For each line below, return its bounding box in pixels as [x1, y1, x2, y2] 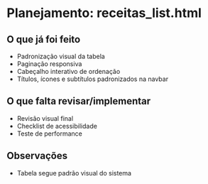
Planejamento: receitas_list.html [6, 5, 202, 21]
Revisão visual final [16, 114, 74, 122]
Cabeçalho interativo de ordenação [16, 67, 121, 75]
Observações [6, 150, 68, 162]
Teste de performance [16, 129, 82, 138]
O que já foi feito [6, 33, 81, 45]
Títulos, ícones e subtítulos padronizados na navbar [16, 75, 168, 83]
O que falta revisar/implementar [6, 95, 151, 107]
